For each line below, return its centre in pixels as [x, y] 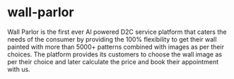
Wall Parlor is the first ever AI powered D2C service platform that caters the [117, 32]
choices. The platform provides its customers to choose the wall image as [115, 54]
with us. [19, 69]
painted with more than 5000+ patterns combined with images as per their [116, 47]
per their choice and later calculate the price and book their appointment [113, 61]
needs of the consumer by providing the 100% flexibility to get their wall [112, 39]
